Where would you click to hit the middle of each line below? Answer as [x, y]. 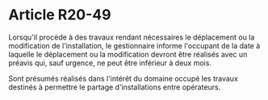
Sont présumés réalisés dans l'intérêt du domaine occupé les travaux [123, 78]
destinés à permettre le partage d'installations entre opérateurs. [115, 87]
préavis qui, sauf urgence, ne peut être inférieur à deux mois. [110, 63]
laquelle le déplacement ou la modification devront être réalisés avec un [128, 54]
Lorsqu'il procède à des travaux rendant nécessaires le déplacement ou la [132, 37]
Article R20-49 [60, 15]
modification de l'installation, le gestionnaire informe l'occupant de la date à [134, 45]
